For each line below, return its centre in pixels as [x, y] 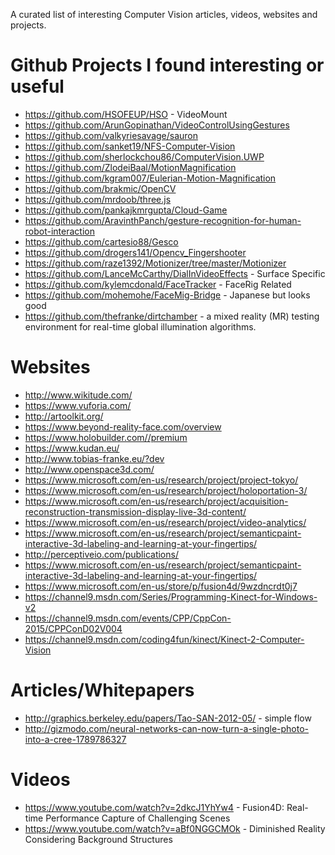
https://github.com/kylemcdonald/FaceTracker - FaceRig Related [158, 284]
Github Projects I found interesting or [167, 65]
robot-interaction [59, 231]
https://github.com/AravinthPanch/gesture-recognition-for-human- [163, 220]
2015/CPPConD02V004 [73, 628]
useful [37, 86]
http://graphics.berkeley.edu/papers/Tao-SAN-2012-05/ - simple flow [168, 718]
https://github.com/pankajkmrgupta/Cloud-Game [126, 210]
